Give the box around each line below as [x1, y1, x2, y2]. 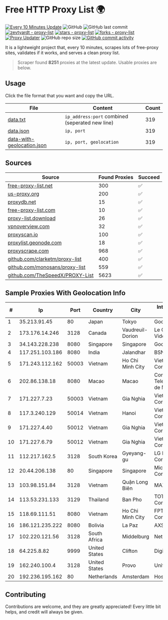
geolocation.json [7, 141, 47, 148]
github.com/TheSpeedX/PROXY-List [7, 272, 94, 279]
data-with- [7, 135, 35, 142]
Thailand [88, 496, 109, 503]
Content [92, 104, 113, 111]
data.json [7, 127, 29, 134]
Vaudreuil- [122, 326, 148, 333]
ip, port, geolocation [64, 139, 119, 145]
